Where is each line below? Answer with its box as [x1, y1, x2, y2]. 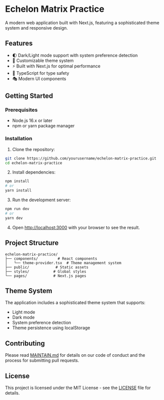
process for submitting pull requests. [5, 358, 79, 364]
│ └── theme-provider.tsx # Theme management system [5, 260, 121, 265]
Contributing [5, 339, 45, 347]
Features [5, 39, 33, 48]
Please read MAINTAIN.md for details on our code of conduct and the [5, 352, 145, 358]
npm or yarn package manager [12, 123, 75, 129]
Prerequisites [5, 107, 38, 114]
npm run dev [5, 207, 29, 212]
